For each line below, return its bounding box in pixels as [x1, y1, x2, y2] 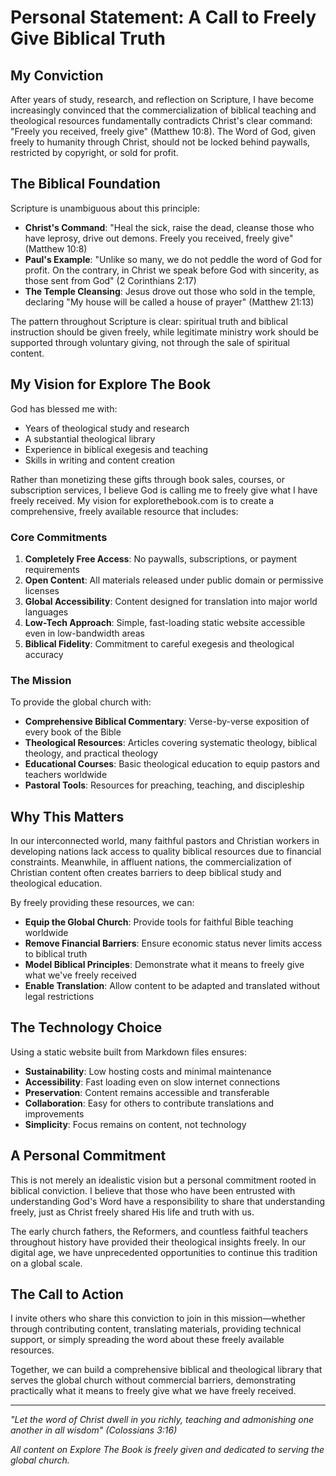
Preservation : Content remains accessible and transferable [24, 1086, 270, 1098]
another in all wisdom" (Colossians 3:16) [10, 1424, 178, 1436]
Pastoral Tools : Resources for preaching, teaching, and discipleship [24, 779, 305, 791]
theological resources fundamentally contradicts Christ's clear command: [10, 115, 313, 126]
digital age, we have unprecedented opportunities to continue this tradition [10, 1246, 318, 1258]
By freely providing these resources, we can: [10, 897, 195, 909]
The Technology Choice [10, 1019, 163, 1036]
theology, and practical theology [24, 747, 159, 760]
